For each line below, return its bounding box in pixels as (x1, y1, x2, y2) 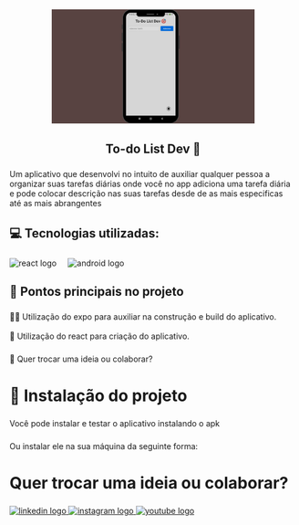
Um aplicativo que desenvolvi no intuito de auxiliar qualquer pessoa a (9, 169, 271, 180)
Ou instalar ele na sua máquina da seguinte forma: (9, 440, 199, 451)
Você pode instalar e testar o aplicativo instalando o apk (9, 417, 221, 428)
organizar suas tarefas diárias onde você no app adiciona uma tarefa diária (9, 178, 291, 190)
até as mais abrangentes (9, 198, 102, 209)
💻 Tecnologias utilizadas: (9, 226, 160, 241)
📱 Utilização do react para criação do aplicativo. (9, 331, 190, 341)
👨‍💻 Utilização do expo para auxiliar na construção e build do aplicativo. (9, 310, 277, 322)
